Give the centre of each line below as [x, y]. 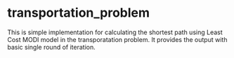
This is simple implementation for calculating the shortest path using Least [115, 32]
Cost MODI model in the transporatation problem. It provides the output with [117, 39]
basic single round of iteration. [52, 47]
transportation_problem [78, 13]
